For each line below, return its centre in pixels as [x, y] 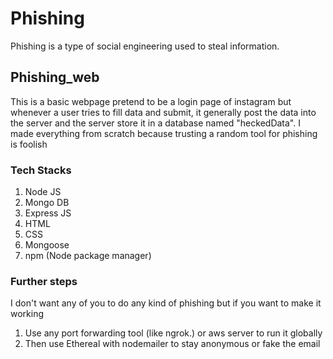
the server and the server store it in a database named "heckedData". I [155, 123]
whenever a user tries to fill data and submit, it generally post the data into [163, 112]
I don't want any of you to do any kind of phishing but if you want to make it [166, 303]
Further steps [44, 281]
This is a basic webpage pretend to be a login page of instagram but [151, 101]
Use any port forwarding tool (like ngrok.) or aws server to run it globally [173, 333]
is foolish [29, 144]
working [27, 314]
